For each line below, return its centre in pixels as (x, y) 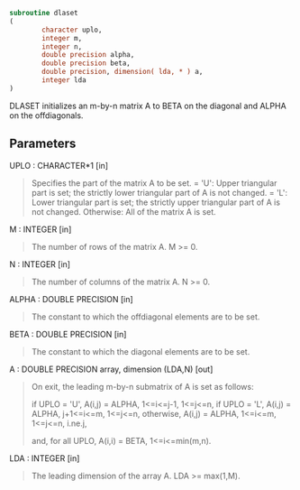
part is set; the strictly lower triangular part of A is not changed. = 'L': (159, 192)
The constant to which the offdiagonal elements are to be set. (145, 317)
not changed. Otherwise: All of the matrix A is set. (123, 211)
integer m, (62, 38)
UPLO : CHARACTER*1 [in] (59, 165)
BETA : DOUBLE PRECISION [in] (68, 334)
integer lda (64, 80)
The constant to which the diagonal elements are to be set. (141, 351)
